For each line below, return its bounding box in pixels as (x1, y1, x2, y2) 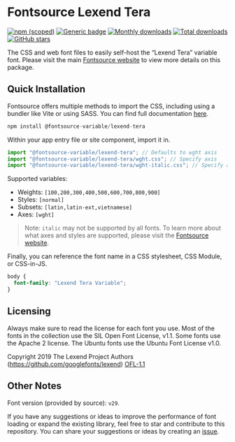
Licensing (7, 305, 51, 318)
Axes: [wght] (17, 210, 55, 219)
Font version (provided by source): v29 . (7, 399, 120, 407)
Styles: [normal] (17, 196, 64, 204)
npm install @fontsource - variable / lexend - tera (7, 123, 145, 130)
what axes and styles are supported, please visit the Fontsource (24, 231, 209, 240)
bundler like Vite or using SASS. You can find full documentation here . (7, 109, 208, 117)
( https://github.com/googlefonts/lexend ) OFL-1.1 (7, 360, 145, 368)
